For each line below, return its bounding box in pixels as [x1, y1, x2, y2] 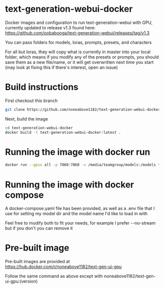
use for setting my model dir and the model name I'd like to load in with [5, 211, 148, 217]
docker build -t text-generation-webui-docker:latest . [5, 130, 121, 135]
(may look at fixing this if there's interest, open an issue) [5, 64, 118, 70]
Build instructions [5, 82, 79, 93]
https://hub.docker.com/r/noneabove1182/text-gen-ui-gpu [5, 264, 122, 269]
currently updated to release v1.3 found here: [5, 24, 96, 30]
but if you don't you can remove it [5, 226, 73, 231]
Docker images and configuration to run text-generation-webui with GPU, [5, 20, 153, 25]
